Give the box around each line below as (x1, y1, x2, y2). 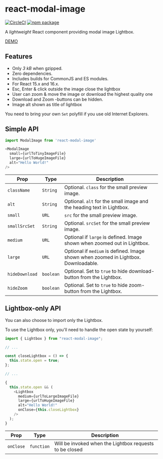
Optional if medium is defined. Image (64, 247, 145, 254)
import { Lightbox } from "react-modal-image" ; (5, 336, 103, 341)
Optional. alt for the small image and (64, 198, 148, 205)
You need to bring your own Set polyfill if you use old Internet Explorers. (5, 111, 149, 117)
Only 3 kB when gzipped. (12, 65, 63, 71)
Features (5, 53, 33, 61)
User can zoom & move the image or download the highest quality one (12, 91, 153, 97)
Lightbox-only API (5, 304, 61, 313)
